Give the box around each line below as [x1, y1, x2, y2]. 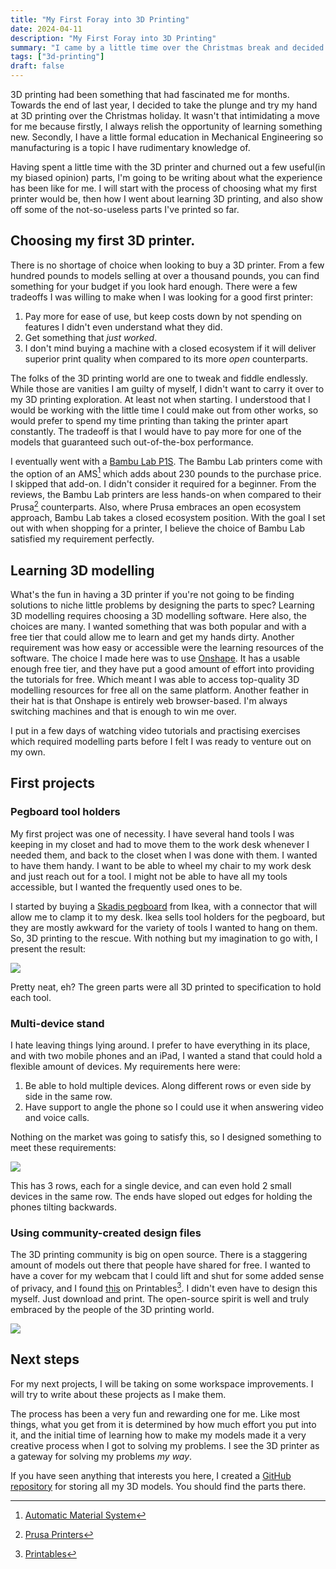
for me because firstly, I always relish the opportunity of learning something [10, 121, 323, 132]
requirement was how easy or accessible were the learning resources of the [10, 641, 324, 653]
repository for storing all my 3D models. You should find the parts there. [10, 1480, 307, 1492]
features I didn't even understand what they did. [24, 321, 223, 333]
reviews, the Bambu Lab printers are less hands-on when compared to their [10, 489, 322, 501]
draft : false [10, 61, 65, 71]
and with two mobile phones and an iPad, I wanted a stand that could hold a [10, 1049, 323, 1061]
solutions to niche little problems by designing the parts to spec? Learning [10, 599, 315, 611]
